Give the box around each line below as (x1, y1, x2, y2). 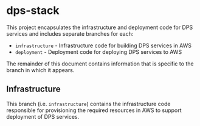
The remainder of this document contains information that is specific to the (6, 60, 194, 67)
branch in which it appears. (6, 66, 75, 73)
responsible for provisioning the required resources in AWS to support (6, 107, 182, 114)
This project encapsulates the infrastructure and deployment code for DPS (6, 24, 193, 31)
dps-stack (6, 4, 60, 18)
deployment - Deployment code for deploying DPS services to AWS (15, 48, 182, 55)
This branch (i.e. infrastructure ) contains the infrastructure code (6, 100, 171, 107)
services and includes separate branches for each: (6, 30, 134, 37)
